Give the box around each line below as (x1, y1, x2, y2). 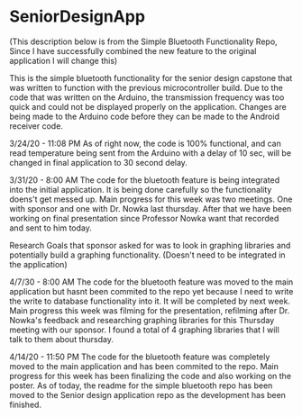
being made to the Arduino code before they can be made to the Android (9, 111, 279, 122)
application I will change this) (9, 55, 118, 66)
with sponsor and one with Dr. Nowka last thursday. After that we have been (9, 203, 292, 213)
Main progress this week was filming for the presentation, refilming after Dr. (9, 304, 290, 316)
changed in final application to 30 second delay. (9, 157, 188, 168)
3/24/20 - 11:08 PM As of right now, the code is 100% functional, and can (9, 138, 281, 149)
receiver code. (9, 120, 63, 131)
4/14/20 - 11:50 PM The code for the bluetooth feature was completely (9, 351, 270, 362)
